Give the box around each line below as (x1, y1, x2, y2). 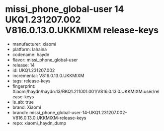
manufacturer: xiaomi (12, 41, 56, 47)
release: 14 (12, 62, 35, 68)
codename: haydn (12, 51, 50, 58)
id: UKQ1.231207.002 (12, 67, 55, 73)
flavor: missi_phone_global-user (12, 57, 78, 63)
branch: (12, 109, 29, 115)
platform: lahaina (12, 46, 47, 52)
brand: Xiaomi (12, 104, 41, 110)
